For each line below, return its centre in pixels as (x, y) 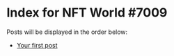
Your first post (37, 45)
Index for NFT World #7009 (87, 13)
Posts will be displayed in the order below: (67, 32)
